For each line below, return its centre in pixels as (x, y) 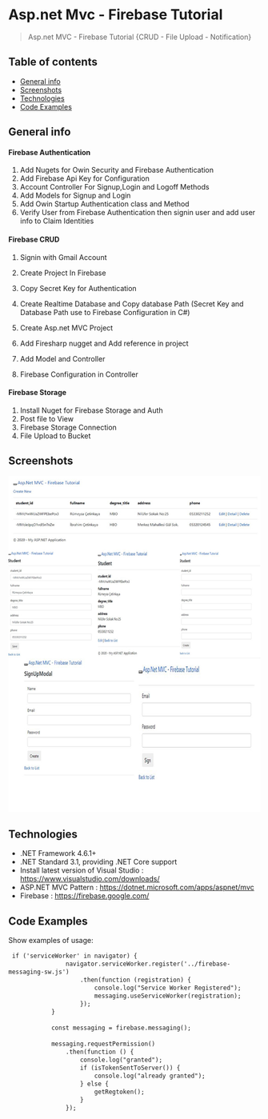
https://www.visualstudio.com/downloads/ (90, 879)
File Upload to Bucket (55, 436)
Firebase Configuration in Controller (79, 374)
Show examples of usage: (51, 941)
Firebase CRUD (34, 239)
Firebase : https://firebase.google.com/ (84, 896)
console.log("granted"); (121, 1060)
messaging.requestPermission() (103, 1044)
